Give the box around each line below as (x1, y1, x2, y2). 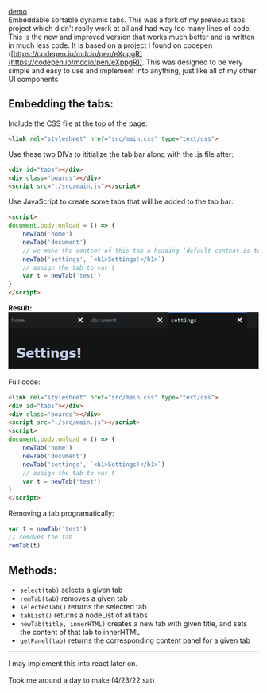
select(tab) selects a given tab (19, 585, 123, 594)
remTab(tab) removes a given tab (19, 593, 128, 603)
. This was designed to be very (141, 57, 243, 67)
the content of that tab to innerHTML (19, 627, 141, 637)
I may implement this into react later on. (8, 658, 137, 668)
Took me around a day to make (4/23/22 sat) (8, 675, 155, 685)
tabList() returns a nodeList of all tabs (19, 610, 149, 620)
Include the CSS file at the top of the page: (8, 119, 149, 128)
